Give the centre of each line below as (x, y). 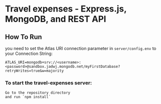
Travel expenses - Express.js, (66, 9)
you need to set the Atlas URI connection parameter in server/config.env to (81, 48)
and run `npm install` (28, 97)
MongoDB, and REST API (56, 19)
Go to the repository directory (38, 93)
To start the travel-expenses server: (48, 83)
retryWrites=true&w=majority (34, 71)
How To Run (24, 37)
